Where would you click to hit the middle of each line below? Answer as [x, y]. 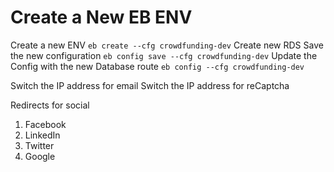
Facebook [45, 124]
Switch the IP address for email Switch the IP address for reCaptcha [150, 85]
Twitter [39, 145]
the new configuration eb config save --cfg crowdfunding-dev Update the [164, 55]
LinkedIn [42, 135]
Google [40, 156]
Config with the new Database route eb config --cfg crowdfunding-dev [157, 66]
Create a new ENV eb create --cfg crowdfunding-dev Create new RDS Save [167, 45]
